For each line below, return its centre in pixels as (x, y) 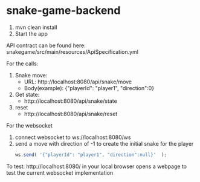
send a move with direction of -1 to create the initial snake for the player (104, 143)
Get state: (27, 94)
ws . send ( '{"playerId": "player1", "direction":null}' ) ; (91, 155)
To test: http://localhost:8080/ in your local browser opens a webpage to (97, 166)
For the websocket (30, 125)
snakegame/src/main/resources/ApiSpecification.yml (73, 51)
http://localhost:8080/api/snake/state (71, 101)
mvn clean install (36, 27)
